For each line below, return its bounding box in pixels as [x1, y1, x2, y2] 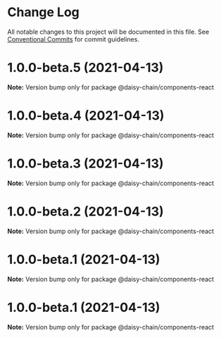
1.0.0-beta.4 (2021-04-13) [7, 108, 165, 124]
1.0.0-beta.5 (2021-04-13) [7, 60, 164, 76]
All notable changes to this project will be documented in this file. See [7, 27, 210, 36]
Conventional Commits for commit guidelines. [7, 35, 139, 43]
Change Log [7, 4, 80, 20]
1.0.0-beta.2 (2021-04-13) [7, 204, 164, 219]
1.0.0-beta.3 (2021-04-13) [7, 156, 164, 171]
